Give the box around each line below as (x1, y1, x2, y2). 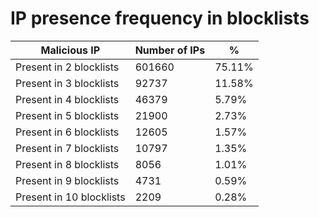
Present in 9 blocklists (15, 173, 120, 187)
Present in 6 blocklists (15, 125, 120, 139)
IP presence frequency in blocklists (10, 7, 310, 30)
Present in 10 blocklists (15, 190, 126, 204)
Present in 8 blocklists (15, 157, 120, 171)
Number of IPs (134, 43, 206, 57)
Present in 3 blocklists (15, 76, 120, 90)
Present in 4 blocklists (15, 92, 120, 106)
